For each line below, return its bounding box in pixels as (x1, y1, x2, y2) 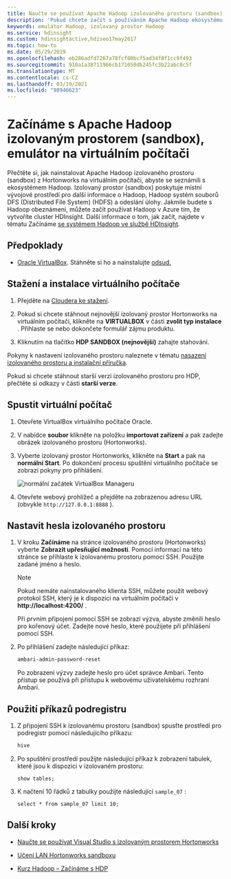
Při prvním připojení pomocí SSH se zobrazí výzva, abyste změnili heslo (16, 614, 221, 623)
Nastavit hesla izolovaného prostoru (7, 519, 166, 531)
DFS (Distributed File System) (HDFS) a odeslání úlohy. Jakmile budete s (7, 198, 212, 207)
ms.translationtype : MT (7, 68, 76, 74)
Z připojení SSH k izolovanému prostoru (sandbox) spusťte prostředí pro (16, 721, 222, 730)
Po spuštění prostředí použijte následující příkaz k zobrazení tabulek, (16, 754, 212, 763)
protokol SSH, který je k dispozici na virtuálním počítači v (16, 594, 179, 603)
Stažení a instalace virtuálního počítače (7, 278, 180, 290)
